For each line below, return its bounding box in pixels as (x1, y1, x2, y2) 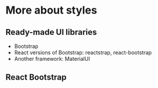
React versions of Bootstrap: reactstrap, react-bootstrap (14, 49, 152, 56)
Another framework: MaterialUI (14, 56, 90, 62)
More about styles (5, 4, 97, 17)
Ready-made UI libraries (5, 27, 97, 37)
